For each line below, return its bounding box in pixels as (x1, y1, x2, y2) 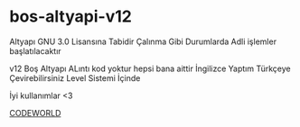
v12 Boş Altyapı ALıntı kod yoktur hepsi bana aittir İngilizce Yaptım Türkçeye (9, 63, 291, 74)
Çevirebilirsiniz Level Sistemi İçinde (9, 72, 141, 83)
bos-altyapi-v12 (9, 6, 133, 27)
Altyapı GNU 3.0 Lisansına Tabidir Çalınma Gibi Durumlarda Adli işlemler (9, 36, 277, 47)
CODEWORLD (9, 107, 61, 118)
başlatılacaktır (9, 45, 61, 56)
